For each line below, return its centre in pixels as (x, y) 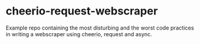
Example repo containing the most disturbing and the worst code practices (100, 28)
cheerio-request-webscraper (82, 11)
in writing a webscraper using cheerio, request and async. (79, 34)
